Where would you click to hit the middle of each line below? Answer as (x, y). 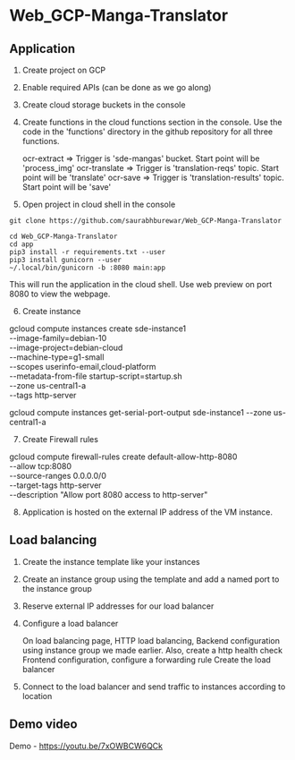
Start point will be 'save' (67, 187)
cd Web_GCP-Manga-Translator (63, 236)
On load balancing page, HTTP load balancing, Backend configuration (151, 640)
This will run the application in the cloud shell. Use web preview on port (141, 284)
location (37, 696)
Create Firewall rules (60, 439)
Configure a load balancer (70, 623)
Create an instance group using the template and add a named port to (151, 579)
